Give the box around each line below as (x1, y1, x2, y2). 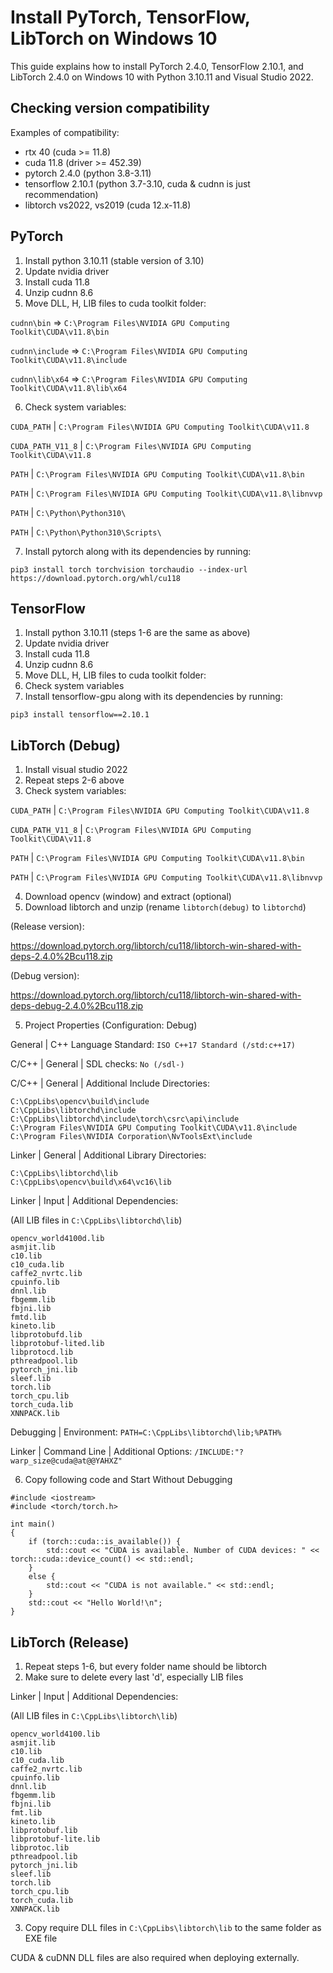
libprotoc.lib (10, 1843, 70, 1853)
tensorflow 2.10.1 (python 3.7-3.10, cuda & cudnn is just (24, 177, 251, 190)
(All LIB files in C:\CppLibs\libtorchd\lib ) (10, 1214, 183, 1226)
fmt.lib (10, 1808, 43, 1818)
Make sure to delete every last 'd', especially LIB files (24, 1671, 244, 1683)
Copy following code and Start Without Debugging (24, 1474, 233, 1486)
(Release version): (10, 921, 85, 933)
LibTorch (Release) (10, 1634, 130, 1651)
